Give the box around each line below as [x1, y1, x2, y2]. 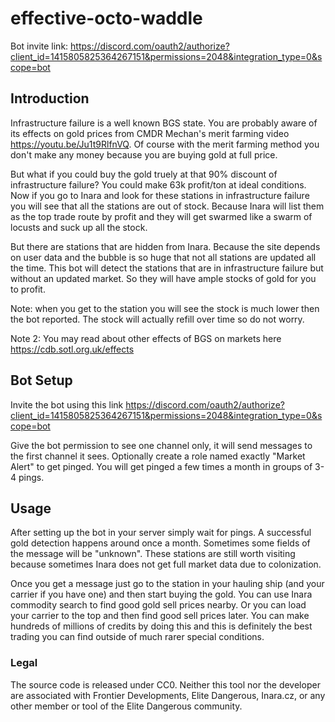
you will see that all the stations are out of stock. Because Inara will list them [10, 200, 325, 212]
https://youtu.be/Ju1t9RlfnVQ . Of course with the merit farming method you [10, 138, 320, 150]
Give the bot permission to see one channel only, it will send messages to [10, 439, 313, 451]
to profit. [10, 283, 46, 295]
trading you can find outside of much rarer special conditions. [10, 631, 265, 643]
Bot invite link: [10, 40, 69, 52]
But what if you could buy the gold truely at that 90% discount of [10, 168, 278, 180]
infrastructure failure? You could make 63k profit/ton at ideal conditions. [10, 178, 307, 191]
